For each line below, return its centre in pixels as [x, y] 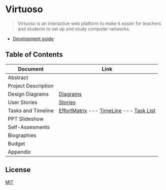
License [18, 170]
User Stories [23, 102]
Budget [16, 143]
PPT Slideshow [26, 119]
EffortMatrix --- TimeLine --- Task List [107, 110]
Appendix [19, 152]
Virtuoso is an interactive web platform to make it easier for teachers [89, 23]
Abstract [18, 77]
